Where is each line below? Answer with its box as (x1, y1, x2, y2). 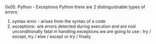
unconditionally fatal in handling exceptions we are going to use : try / (12, 29, 151, 34)
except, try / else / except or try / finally (12, 33, 91, 39)
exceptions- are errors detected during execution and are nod (12, 23, 136, 29)
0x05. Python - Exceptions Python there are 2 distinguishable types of (5, 4, 145, 10)
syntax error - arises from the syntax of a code (12, 19, 106, 24)
